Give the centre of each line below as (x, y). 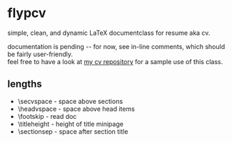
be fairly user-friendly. (40, 54)
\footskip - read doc (47, 116)
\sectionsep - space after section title (73, 131)
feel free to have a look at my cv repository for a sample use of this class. (115, 61)
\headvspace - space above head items (76, 109)
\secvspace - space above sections (70, 101)
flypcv (27, 13)
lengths (25, 84)
